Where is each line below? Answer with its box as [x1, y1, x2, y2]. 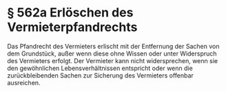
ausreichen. [7, 78, 41, 87]
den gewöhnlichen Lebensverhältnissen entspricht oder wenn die [7, 64, 193, 72]
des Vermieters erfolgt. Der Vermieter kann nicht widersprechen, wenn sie [7, 56, 218, 65]
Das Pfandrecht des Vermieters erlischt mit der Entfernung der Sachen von [7, 42, 220, 50]
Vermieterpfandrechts [7, 19, 138, 35]
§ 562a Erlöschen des [7, 5, 134, 21]
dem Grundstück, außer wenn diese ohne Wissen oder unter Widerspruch [7, 49, 217, 58]
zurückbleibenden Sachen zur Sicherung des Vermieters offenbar [7, 71, 194, 80]
